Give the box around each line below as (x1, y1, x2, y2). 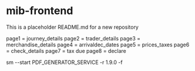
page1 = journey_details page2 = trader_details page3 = (6, 35, 141, 42)
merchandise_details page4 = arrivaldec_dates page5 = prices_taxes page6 (6, 41, 190, 48)
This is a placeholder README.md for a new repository (6, 23, 139, 31)
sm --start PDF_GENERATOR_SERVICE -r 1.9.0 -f (6, 59, 123, 66)
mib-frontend (6, 4, 73, 18)
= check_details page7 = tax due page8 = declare (6, 47, 126, 54)
